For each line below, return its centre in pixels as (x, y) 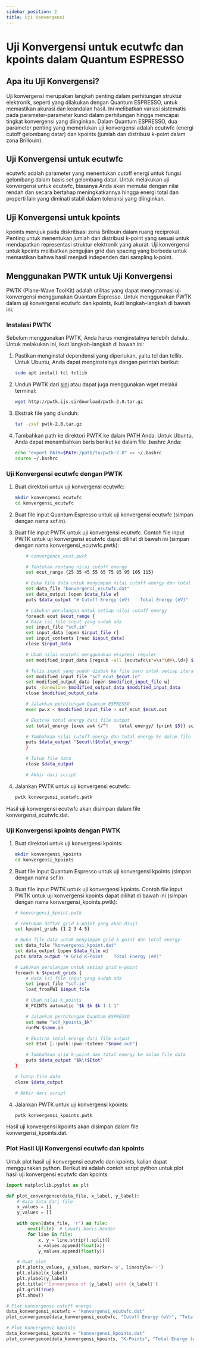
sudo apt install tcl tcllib (51, 373)
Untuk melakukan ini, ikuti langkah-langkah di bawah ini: (75, 344)
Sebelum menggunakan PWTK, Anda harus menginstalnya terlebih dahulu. (98, 338)
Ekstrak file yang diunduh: (47, 413)
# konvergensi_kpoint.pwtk (48, 913)
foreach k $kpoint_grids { (48, 973)
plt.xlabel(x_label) (42, 1273)
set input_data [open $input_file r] (73, 633)
